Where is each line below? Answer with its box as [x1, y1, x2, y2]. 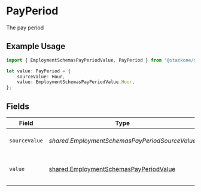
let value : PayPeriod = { [6, 68, 71, 74]
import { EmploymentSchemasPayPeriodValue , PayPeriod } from [6, 57, 162, 63]
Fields [6, 101, 30, 111]
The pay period [6, 24, 44, 31]
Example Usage [6, 41, 66, 51]
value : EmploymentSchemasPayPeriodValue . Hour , [17, 79, 135, 85]
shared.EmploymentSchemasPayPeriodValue [48, 164, 176, 173]
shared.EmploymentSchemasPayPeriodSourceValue [48, 136, 196, 145]
